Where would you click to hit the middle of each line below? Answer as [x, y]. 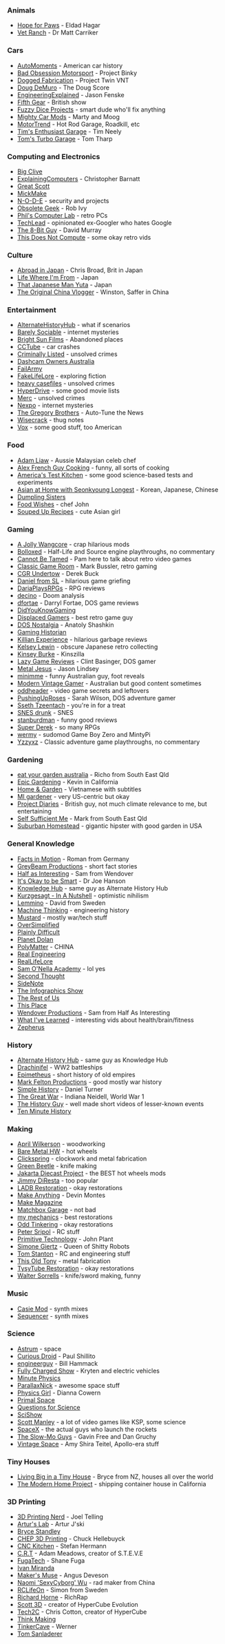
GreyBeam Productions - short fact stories [77, 866]
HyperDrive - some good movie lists [68, 391]
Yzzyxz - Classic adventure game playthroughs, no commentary [108, 742]
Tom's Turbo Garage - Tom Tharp [65, 138]
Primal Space [36, 1400]
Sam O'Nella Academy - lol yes [61, 968]
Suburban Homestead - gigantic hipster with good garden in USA [109, 826]
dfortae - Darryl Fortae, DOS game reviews [78, 603]
